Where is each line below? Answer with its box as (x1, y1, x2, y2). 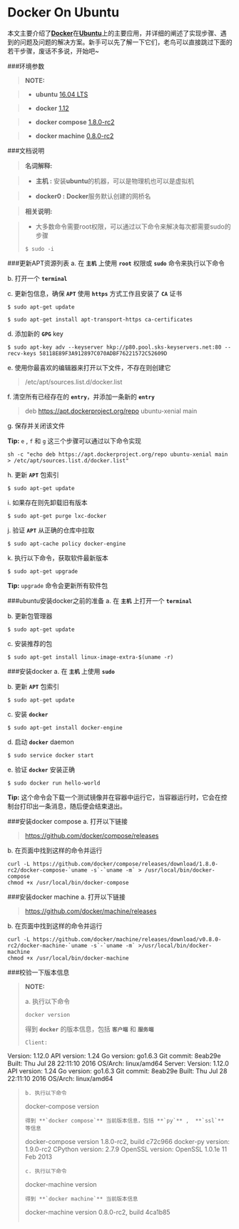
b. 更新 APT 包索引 (7, 682, 59, 690)
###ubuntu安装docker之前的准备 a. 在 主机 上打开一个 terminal (7, 596, 193, 604)
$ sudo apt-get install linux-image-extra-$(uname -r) (7, 653, 174, 661)
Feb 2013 (24, 1152, 52, 1161)
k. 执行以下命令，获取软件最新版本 (7, 553, 108, 562)
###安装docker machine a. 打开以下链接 (7, 892, 126, 901)
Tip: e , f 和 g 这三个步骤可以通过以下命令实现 (7, 437, 141, 445)
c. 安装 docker (7, 710, 49, 718)
